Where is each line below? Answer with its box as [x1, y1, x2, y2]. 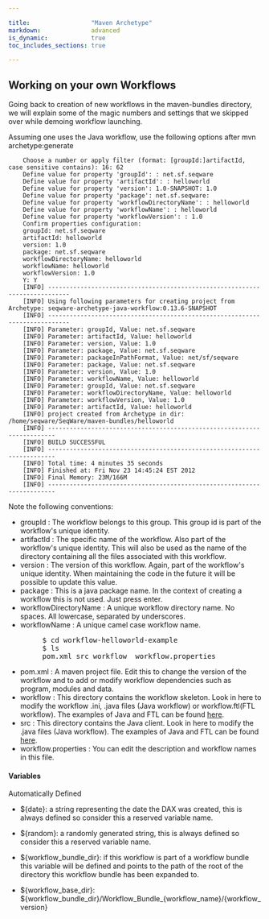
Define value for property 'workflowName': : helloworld [22, 206, 218, 214]
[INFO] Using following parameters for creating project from [22, 297, 235, 306]
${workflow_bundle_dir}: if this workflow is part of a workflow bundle [19, 853, 250, 863]
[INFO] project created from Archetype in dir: [22, 410, 185, 419]
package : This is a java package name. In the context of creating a [19, 586, 243, 596]
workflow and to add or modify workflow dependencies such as [19, 676, 231, 685]
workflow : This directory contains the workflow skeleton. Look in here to [19, 693, 262, 702]
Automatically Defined [8, 789, 82, 798]
